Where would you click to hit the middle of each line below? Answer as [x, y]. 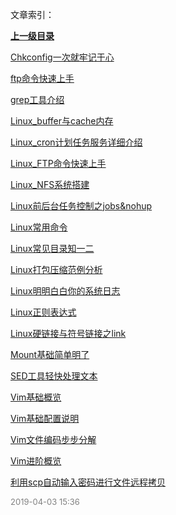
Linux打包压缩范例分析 [56, 269]
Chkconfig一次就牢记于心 [62, 57]
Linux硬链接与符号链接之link [68, 333]
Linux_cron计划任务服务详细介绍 [76, 142]
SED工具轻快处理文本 [54, 376]
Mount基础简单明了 [50, 354]
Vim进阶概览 [36, 461]
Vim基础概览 [36, 397]
